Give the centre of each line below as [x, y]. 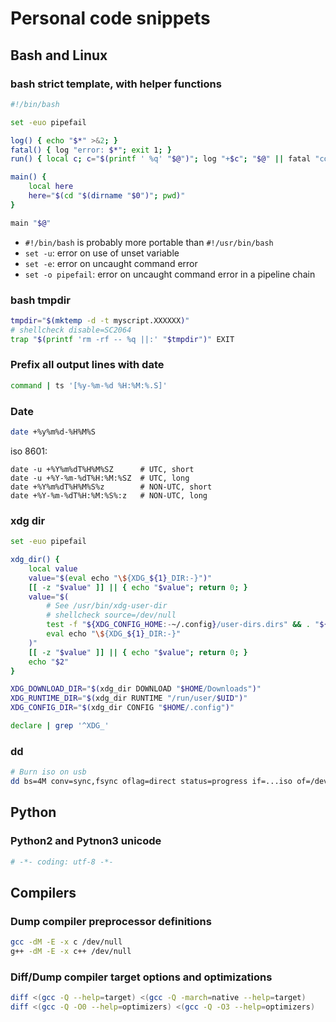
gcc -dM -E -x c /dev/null [66, 942]
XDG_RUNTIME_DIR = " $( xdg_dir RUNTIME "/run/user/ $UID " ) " [129, 698]
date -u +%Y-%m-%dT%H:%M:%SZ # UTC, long [100, 478]
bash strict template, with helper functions [116, 84]
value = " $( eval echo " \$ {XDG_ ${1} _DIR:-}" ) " [120, 578]
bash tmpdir [40, 300]
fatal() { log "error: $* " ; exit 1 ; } [91, 150]
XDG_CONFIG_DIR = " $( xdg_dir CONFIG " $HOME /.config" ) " [122, 708]
